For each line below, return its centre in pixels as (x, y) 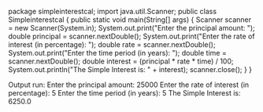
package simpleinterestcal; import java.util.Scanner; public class (113, 11)
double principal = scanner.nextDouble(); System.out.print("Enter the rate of (131, 36)
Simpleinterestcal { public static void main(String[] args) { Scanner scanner (130, 20)
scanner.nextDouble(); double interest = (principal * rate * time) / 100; (121, 61)
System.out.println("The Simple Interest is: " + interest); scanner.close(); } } (130, 69)
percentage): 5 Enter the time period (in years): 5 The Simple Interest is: (124, 93)
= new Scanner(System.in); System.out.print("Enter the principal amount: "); (132, 28)
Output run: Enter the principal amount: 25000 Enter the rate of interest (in (129, 85)
